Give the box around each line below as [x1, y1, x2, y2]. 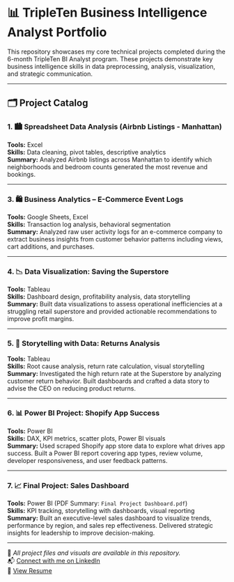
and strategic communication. [7, 70, 93, 78]
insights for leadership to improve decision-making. [7, 529, 155, 537]
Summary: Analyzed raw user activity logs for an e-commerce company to [7, 227, 223, 236]
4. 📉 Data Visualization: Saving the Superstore [7, 267, 169, 276]
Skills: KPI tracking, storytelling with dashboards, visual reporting [7, 507, 195, 515]
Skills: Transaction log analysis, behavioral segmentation [7, 220, 171, 228]
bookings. [7, 170, 36, 178]
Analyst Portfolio [7, 24, 107, 40]
